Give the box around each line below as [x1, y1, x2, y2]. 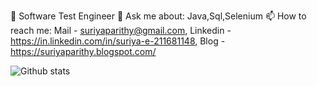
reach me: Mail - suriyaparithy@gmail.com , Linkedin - [10, 25, 232, 36]
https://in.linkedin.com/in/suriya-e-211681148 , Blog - [10, 35, 226, 47]
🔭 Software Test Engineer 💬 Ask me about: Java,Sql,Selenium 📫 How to [10, 10, 307, 22]
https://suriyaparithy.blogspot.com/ [10, 46, 157, 57]
